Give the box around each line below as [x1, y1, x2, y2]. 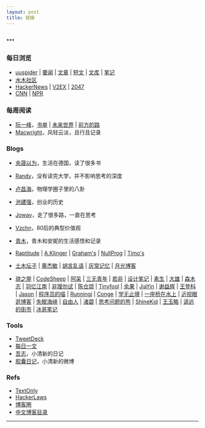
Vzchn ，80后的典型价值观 [15, 224, 81, 231]
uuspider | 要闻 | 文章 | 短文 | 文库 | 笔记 [15, 68, 115, 76]
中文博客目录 [15, 408, 48, 416]
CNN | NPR [15, 90, 44, 97]
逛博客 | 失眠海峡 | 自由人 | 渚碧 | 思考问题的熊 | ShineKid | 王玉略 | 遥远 [15, 298, 195, 305]
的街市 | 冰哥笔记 [15, 305, 58, 312]
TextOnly [15, 387, 38, 394]
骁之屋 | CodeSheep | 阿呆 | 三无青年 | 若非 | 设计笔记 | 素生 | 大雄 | [15, 275, 184, 282]
